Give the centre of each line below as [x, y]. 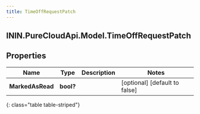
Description [99, 72]
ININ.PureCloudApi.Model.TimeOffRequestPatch [99, 36]
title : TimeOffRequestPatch [41, 12]
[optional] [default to [150, 83]
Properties [26, 56]
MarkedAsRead [32, 86]
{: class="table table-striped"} [43, 104]
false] [129, 90]
